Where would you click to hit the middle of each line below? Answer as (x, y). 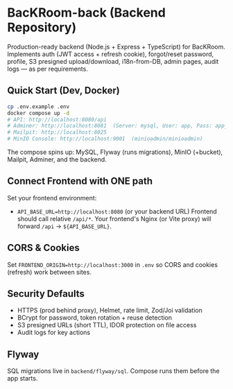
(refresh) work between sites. (50, 272)
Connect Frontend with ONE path (80, 181)
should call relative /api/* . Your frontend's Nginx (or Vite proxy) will (114, 218)
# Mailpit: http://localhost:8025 (57, 132)
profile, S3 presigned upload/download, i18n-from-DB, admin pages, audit (113, 61)
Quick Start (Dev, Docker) (63, 90)
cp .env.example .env (38, 106)
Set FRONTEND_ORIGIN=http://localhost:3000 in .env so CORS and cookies (113, 264)
